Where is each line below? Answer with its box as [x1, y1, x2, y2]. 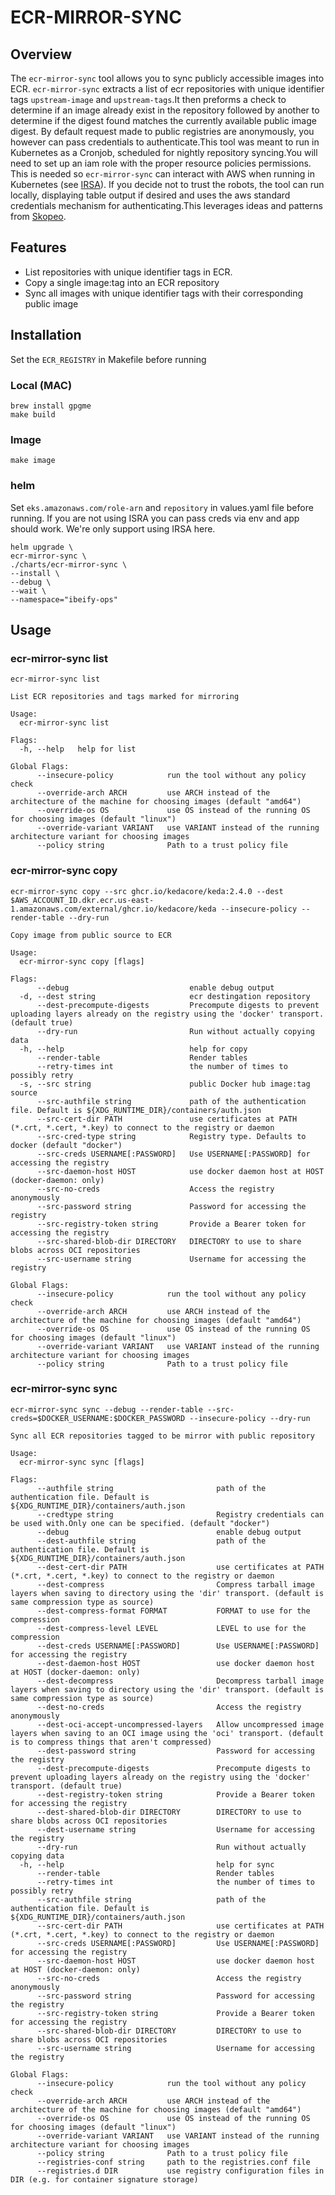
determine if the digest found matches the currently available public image [10, 115, 317, 126]
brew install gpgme [10, 401, 92, 411]
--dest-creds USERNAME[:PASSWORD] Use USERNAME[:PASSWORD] [36, 1641, 320, 1651]
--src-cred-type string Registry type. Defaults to [36, 1131, 307, 1141]
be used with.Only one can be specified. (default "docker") [10, 1518, 271, 1528]
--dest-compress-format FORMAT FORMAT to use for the [36, 1606, 311, 1616]
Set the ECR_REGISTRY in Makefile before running [10, 353, 207, 365]
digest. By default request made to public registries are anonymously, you [10, 126, 315, 137]
